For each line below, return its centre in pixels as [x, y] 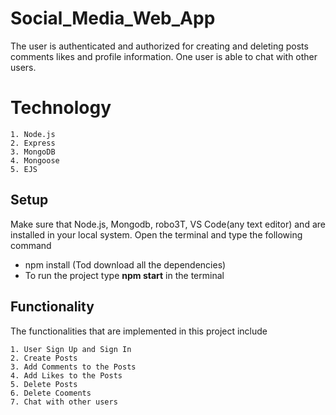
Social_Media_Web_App [113, 18]
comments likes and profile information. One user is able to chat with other [164, 56]
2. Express [33, 143]
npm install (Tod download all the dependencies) [125, 264]
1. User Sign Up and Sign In [71, 349]
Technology [61, 108]
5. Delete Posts [44, 384]
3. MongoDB [33, 152]
